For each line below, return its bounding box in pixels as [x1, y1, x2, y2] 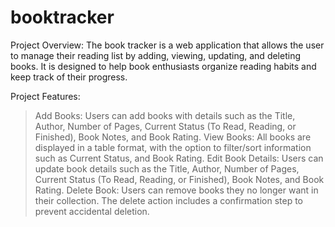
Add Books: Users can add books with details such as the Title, [34, 109, 296, 121]
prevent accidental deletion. [34, 205, 150, 217]
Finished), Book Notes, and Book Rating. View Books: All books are [34, 131, 312, 143]
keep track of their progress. [10, 71, 128, 83]
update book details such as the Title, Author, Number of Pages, [34, 162, 300, 175]
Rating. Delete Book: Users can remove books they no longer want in [34, 184, 319, 196]
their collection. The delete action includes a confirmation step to [34, 194, 303, 206]
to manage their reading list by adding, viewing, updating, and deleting [10, 49, 301, 61]
